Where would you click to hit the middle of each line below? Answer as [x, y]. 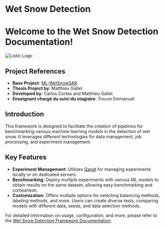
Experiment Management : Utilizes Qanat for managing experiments [82, 169]
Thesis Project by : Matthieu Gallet [47, 88]
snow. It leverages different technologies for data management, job [73, 136]
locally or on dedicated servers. [44, 174]
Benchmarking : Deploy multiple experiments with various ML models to [85, 179]
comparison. [25, 190]
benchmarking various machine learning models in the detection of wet [78, 131]
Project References [35, 71]
